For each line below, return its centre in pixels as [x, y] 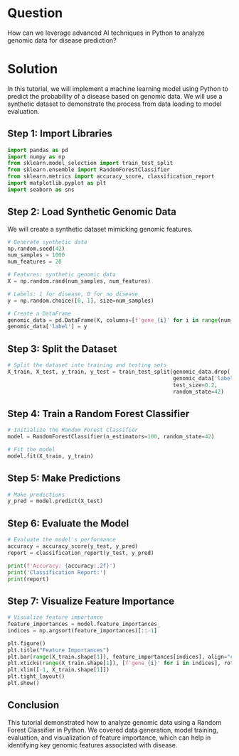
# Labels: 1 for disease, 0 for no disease [73, 294]
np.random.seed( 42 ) [36, 249]
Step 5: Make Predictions [64, 479]
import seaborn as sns [41, 190]
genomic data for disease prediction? [62, 40]
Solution [33, 69]
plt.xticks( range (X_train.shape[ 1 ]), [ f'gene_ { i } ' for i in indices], [114, 663]
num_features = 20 [34, 262]
